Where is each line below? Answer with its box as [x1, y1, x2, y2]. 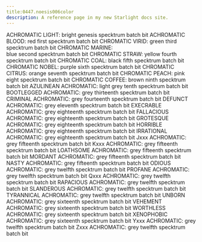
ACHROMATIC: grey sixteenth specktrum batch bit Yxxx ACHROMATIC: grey [6, 217, 196, 224]
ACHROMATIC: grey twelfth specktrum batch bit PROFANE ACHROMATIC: [6, 165, 190, 173]
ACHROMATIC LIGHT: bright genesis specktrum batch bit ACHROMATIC [6, 31, 186, 38]
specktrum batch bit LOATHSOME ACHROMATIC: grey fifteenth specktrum [6, 146, 192, 154]
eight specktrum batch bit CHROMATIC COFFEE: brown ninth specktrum [6, 76, 186, 83]
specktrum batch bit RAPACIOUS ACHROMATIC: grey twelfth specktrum [6, 179, 185, 186]
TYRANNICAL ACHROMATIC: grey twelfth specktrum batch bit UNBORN [6, 191, 186, 199]
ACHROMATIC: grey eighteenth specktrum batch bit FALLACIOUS [6, 108, 169, 115]
